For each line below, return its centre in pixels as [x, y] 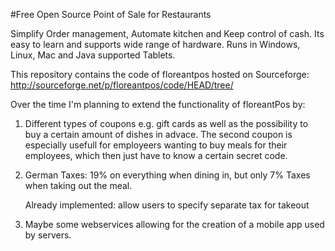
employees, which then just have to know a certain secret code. [156, 155]
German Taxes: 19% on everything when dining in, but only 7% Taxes [167, 175]
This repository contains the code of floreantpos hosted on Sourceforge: [160, 74]
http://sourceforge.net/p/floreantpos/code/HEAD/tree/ [122, 85]
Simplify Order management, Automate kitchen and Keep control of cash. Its [167, 33]
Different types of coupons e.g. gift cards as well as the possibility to [166, 123]
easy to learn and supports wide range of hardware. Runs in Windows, [155, 44]
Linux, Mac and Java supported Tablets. [93, 55]
